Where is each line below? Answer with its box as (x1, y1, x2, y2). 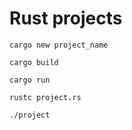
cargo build (9, 57, 59, 67)
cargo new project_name (9, 40, 109, 50)
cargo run (9, 75, 51, 85)
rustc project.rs (9, 92, 82, 102)
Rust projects (9, 7, 123, 30)
